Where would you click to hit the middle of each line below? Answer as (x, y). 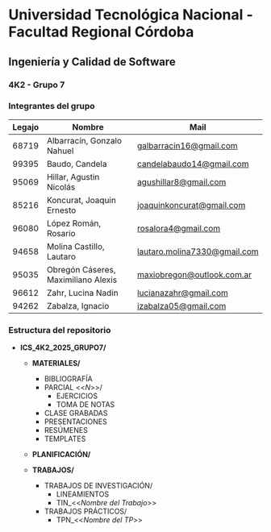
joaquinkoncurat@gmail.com (191, 205)
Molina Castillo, (76, 246)
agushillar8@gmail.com (181, 181)
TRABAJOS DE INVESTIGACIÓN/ (98, 486)
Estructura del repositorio (60, 330)
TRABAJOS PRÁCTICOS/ (85, 511)
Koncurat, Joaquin (82, 200)
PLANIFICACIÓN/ (61, 455)
